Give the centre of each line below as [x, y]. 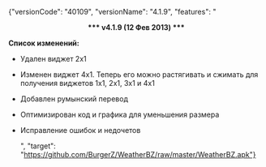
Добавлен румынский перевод [74, 99]
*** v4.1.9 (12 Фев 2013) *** [136, 27]
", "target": [38, 146]
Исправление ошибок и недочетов [80, 130]
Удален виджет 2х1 [53, 59]
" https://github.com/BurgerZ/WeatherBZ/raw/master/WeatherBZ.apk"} [138, 154]
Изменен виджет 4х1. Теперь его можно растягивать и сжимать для [139, 75]
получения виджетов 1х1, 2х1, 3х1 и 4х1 [88, 83]
